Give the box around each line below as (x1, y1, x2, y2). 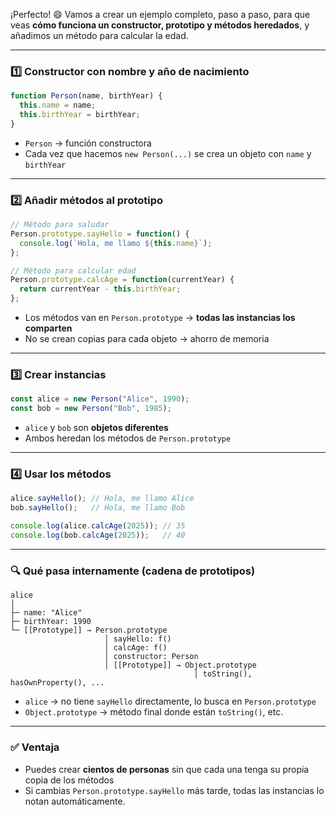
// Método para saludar (10, 220, 110, 230)
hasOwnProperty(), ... (10, 678, 105, 688)
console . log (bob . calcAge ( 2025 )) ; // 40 (10, 530, 186, 541)
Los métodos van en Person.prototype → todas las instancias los (24, 312, 296, 324)
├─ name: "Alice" (10, 608, 83, 618)
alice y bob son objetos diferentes (24, 422, 169, 434)
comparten (24, 322, 73, 334)
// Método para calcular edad (10, 265, 137, 276)
